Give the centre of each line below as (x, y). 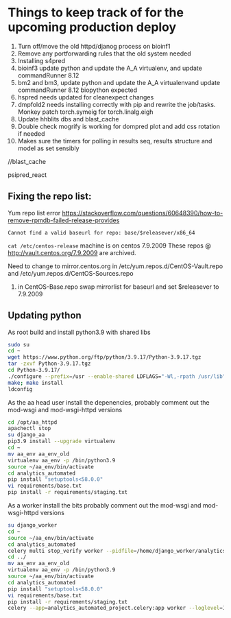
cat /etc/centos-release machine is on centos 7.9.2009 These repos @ (109, 246)
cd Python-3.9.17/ (34, 370)
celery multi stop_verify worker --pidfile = (72, 551)
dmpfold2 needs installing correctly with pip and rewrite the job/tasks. (117, 104)
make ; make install (36, 383)
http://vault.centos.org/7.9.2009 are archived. (72, 252)
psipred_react (27, 175)
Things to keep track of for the (96, 13)
